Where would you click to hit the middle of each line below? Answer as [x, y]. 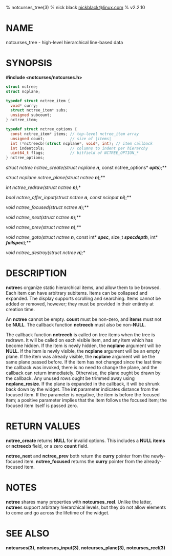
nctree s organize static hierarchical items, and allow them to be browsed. [83, 287]
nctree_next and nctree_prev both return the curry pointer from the [78, 456]
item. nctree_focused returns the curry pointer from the [83, 461]
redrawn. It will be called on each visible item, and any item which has [79, 340]
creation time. [20, 310]
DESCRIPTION [36, 273]
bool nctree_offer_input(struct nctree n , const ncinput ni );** [69, 198]
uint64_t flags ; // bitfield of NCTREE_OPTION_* [75, 153]
